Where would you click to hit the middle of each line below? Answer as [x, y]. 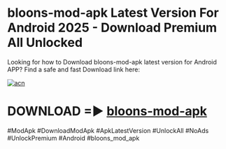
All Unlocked [45, 43]
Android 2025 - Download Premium [112, 28]
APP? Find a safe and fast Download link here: [73, 69]
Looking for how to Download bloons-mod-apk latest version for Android [112, 62]
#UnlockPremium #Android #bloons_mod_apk [73, 138]
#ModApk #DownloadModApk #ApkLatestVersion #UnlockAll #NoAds [108, 130]
